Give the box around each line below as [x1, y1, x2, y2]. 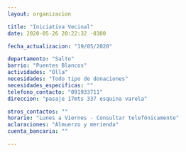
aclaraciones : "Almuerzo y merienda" [7, 121, 119, 129]
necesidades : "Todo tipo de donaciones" [7, 75, 129, 82]
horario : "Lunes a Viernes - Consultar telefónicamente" [7, 114, 180, 121]
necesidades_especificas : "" [7, 82, 94, 89]
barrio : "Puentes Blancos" [7, 62, 87, 70]
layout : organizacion [7, 10, 72, 18]
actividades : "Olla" [7, 69, 69, 76]
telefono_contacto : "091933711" [7, 88, 103, 96]
